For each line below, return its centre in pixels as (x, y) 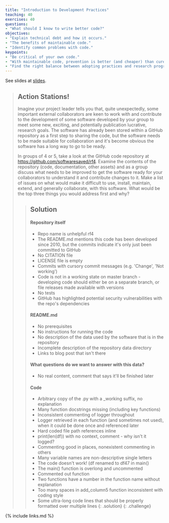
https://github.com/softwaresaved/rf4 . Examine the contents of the (87, 161)
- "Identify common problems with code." (49, 47)
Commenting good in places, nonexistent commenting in (96, 447)
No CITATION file (55, 255)
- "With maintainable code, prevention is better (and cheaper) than (80, 62)
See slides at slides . (26, 81)
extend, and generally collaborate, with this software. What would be (89, 188)
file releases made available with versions (81, 287)
